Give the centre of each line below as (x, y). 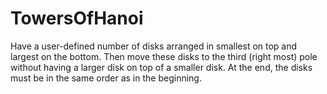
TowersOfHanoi (77, 18)
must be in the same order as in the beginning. (106, 78)
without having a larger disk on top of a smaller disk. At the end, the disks (161, 67)
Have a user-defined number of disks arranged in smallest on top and (154, 46)
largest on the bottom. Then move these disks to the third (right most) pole (164, 56)
